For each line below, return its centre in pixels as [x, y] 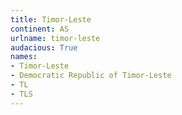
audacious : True [44, 47]
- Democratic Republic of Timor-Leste [91, 76]
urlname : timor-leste [55, 38]
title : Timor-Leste [51, 19]
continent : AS [40, 29]
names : [24, 57]
